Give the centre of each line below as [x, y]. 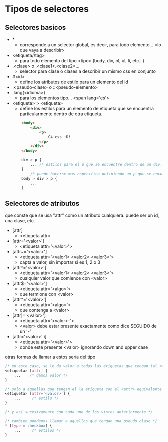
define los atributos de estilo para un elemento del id [74, 82]
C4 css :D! [59, 137]
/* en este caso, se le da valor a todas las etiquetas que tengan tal [81, 366]
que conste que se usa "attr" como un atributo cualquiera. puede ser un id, [82, 215]
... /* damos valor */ [41, 375]
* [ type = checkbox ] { [29, 426]
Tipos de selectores [47, 9]
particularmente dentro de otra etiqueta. [61, 114]
